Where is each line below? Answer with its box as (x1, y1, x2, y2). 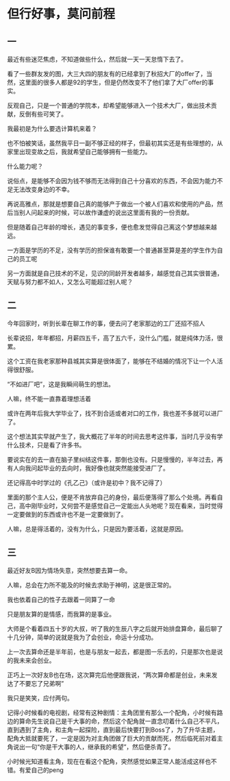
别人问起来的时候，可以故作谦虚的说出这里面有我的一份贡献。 (18, 208, 193, 216)
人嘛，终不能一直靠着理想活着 (7, 395, 91, 403)
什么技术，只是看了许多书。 (7, 441, 86, 449)
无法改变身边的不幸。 (12, 186, 73, 193)
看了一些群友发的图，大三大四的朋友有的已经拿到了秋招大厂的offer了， (7, 70, 207, 77)
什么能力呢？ (7, 162, 43, 170)
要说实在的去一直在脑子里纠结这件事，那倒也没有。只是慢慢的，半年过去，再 (7, 455, 223, 463)
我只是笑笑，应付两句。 (7, 693, 73, 702)
